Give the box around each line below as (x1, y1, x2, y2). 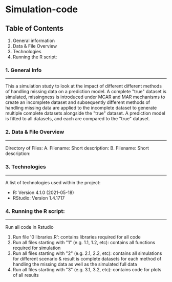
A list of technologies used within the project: (5, 179, 101, 185)
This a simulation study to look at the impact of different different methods (5, 83, 162, 89)
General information (12, 37, 55, 44)
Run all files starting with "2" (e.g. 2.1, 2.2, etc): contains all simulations (12, 250, 162, 256)
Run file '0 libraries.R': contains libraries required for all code (12, 234, 141, 240)
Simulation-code (5, 4, 78, 15)
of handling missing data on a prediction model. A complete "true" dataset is (5, 89, 166, 95)
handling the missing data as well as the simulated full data (12, 261, 137, 267)
